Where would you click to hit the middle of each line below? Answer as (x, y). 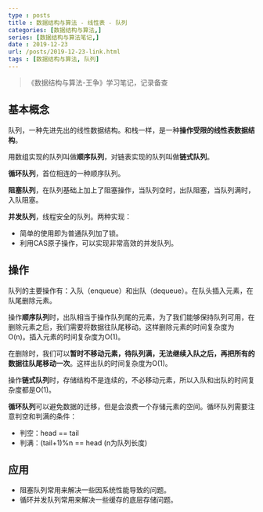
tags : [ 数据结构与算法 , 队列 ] (54, 60)
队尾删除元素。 (32, 300)
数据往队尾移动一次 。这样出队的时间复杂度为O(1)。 (90, 363)
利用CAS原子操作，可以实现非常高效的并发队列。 (99, 243)
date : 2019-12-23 (38, 45)
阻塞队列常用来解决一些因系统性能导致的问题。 (95, 490)
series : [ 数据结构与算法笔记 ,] (54, 37)
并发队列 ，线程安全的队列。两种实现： (70, 216)
